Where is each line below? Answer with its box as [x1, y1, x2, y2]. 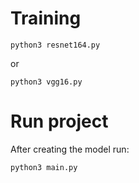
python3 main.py [10, 162, 78, 172]
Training [10, 7, 82, 30]
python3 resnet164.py [10, 40, 101, 50]
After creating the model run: [10, 143, 130, 155]
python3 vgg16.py [10, 77, 83, 87]
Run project [10, 110, 109, 133]
